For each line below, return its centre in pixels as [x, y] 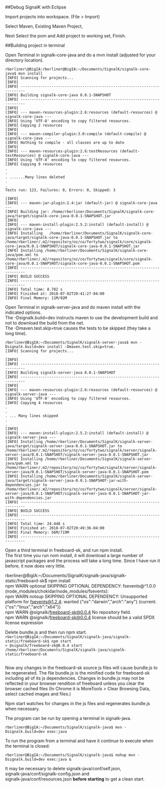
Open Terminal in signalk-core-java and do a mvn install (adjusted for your [81, 55]
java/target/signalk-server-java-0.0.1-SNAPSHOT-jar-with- [67, 481]
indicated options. [23, 312]
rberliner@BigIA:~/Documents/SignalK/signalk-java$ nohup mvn [70, 755]
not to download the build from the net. [45, 323]
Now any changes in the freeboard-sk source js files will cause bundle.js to [81, 668]
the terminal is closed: [28, 746]
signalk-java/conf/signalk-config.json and [47, 774]
